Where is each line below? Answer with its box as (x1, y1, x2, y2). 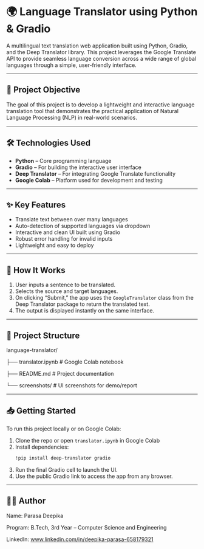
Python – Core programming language (15, 157, 112, 164)
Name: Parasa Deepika (6, 512, 64, 519)
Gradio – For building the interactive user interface (15, 164, 141, 171)
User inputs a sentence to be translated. (15, 281, 116, 289)
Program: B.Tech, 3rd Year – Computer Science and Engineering (6, 523, 167, 531)
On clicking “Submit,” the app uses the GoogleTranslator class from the (15, 294, 194, 302)
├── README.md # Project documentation (6, 370, 114, 377)
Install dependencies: (15, 443, 69, 451)
